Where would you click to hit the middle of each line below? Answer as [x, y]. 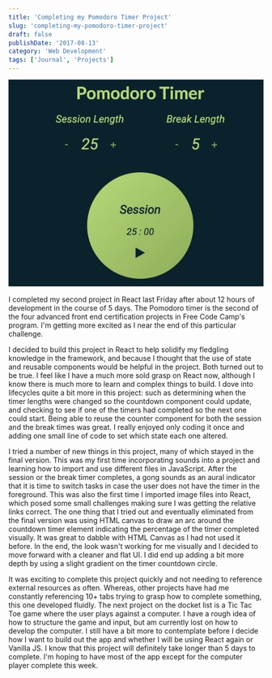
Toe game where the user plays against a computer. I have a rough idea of [132, 614]
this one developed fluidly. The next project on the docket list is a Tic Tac [130, 605]
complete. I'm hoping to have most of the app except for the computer [125, 657]
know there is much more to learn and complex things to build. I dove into [131, 384]
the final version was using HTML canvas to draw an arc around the [121, 521]
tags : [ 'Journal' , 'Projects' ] [61, 60]
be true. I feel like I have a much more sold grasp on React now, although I [132, 375]
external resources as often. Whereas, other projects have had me [119, 588]
